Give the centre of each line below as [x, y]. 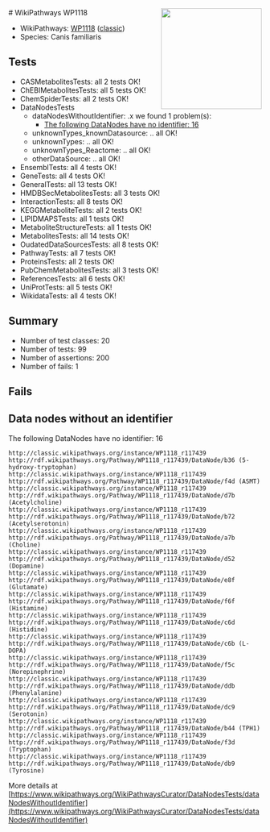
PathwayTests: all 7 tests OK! [68, 252]
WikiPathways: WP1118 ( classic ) [72, 28]
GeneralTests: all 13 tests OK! [68, 184]
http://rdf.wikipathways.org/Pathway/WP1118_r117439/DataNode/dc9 [122, 707]
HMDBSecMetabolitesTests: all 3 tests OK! [90, 193]
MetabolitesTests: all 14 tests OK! [75, 235]
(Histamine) [28, 608]
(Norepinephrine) [37, 672]
